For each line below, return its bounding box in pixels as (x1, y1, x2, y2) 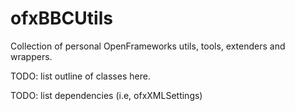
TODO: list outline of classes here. (10, 70, 151, 82)
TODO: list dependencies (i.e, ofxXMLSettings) (10, 89, 203, 101)
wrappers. (10, 50, 53, 62)
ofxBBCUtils (10, 7, 113, 30)
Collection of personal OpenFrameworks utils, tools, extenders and (10, 40, 286, 52)
